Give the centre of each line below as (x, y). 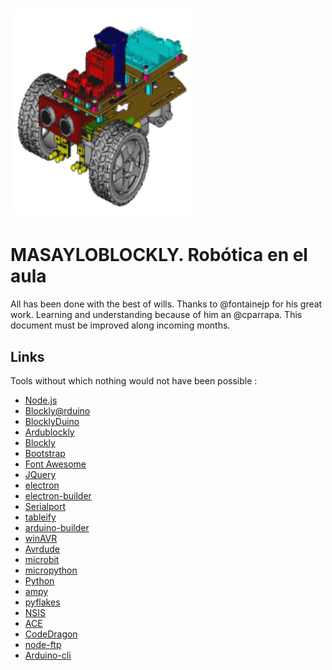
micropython (51, 570)
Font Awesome (55, 464)
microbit (42, 559)
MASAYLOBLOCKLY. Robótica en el (159, 255)
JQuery (40, 474)
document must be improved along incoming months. (120, 325)
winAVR (41, 538)
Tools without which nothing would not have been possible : (134, 380)
